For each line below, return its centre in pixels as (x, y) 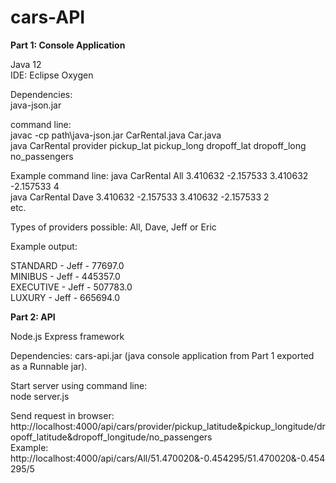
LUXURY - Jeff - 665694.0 (65, 297)
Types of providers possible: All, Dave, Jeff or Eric (113, 227)
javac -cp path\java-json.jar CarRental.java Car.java (116, 135)
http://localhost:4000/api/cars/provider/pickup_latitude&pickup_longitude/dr (168, 426)
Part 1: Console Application (68, 45)
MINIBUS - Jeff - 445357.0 (65, 276)
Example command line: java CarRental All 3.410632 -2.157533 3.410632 (159, 175)
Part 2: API (33, 317)
